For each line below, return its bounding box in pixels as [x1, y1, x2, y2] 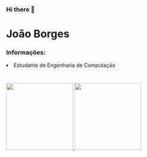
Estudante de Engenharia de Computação [14, 62, 116, 69]
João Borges [6, 27, 70, 41]
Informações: [6, 49, 46, 57]
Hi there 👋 [6, 5, 36, 14]
